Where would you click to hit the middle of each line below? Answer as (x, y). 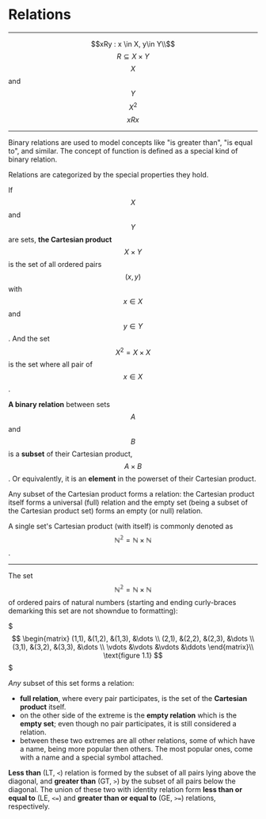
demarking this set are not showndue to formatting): (93, 611)
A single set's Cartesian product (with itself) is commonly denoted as (121, 526)
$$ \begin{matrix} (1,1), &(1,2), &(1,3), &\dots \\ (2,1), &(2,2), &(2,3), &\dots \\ (133, 638)
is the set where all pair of (51, 364)
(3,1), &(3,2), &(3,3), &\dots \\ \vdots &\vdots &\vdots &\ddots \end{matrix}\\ (133, 646)
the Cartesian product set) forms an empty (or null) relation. (106, 511)
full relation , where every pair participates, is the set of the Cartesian (133, 698)
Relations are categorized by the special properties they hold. (108, 174)
